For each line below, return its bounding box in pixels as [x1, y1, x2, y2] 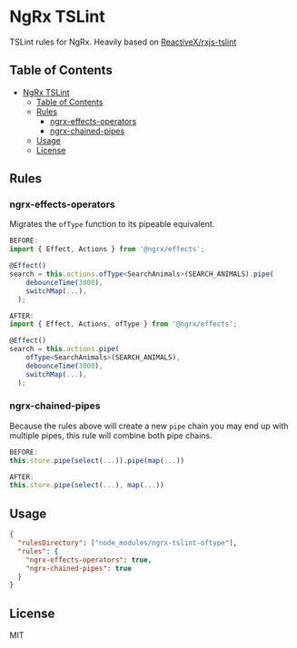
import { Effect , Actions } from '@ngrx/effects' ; [9, 245, 205, 254]
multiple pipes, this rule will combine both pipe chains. [9, 429, 213, 441]
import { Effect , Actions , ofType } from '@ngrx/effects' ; [9, 319, 238, 329]
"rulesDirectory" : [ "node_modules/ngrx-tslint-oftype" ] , [17, 538, 238, 548]
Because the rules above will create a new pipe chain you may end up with [9, 420, 289, 431]
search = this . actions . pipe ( [9, 345, 120, 354]
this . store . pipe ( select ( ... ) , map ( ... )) [9, 481, 165, 490]
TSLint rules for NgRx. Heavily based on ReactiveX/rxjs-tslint [9, 36, 237, 47]
